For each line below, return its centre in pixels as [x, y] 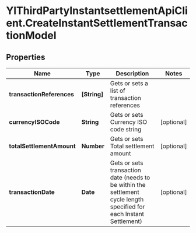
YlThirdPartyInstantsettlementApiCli [97, 11]
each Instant [127, 214]
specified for [127, 207]
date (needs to [130, 178]
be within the [128, 185]
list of [118, 91]
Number [93, 146]
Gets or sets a [129, 83]
